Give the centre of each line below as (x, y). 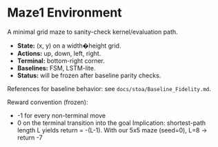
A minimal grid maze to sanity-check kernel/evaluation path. (92, 32)
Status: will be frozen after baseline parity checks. (89, 75)
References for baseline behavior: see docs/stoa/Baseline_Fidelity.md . (109, 88)
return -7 (30, 137)
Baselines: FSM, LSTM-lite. (56, 68)
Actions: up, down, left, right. (59, 53)
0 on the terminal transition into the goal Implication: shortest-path (111, 123)
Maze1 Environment (65, 13)
